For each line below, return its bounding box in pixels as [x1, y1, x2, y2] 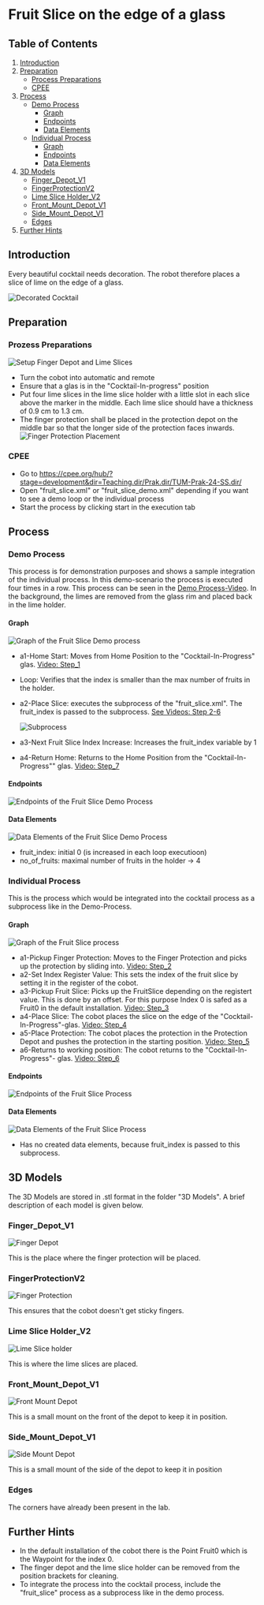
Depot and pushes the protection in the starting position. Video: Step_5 [19, 1036, 250, 1046]
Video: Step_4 [81, 1020, 128, 1029]
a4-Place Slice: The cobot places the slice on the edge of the [19, 1011, 219, 1021]
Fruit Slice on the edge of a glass [8, 6, 226, 24]
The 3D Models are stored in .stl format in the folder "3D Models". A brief [8, 1192, 246, 1201]
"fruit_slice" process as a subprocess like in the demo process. [19, 1588, 225, 1598]
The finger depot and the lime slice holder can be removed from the [19, 1563, 240, 1573]
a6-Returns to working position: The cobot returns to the [19, 1045, 204, 1054]
